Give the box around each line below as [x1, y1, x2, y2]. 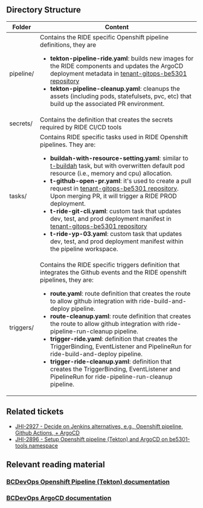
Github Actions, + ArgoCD [14, 429, 80, 436]
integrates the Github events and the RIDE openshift [40, 268, 187, 276]
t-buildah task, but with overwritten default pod [50, 161, 185, 170]
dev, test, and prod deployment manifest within [50, 237, 184, 246]
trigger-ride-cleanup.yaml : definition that [50, 357, 172, 365]
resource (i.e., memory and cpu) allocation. [50, 169, 173, 177]
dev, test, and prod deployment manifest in [50, 214, 172, 223]
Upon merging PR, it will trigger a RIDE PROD [50, 192, 177, 200]
